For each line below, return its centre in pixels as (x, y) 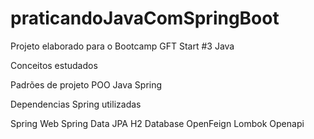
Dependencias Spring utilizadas (76, 104)
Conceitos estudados (54, 65)
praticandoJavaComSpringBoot (145, 18)
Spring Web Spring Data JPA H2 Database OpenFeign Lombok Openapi (157, 123)
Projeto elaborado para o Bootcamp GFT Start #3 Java (122, 46)
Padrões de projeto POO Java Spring (86, 84)
